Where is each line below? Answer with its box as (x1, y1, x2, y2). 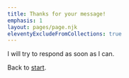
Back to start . (7, 63, 47, 72)
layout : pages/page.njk (7, 23, 78, 30)
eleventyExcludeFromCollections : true (7, 30, 122, 38)
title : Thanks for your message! (7, 10, 106, 18)
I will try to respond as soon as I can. (7, 50, 115, 58)
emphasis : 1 (7, 17, 43, 24)
